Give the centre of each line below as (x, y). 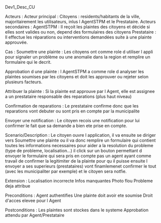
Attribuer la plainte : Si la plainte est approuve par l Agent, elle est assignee (80, 91)
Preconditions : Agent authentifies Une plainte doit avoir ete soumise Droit (79, 195)
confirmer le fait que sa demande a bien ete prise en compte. (66, 126)
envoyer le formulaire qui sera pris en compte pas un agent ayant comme (78, 156)
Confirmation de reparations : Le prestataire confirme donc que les (72, 106)
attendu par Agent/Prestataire (35, 215)
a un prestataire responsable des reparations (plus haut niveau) (68, 96)
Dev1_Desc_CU (20, 7)
